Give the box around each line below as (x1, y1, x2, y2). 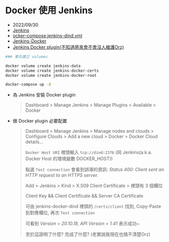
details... (25, 139, 44, 145)
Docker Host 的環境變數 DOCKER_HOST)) (25, 156, 113, 162)
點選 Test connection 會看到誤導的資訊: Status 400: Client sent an (25, 166, 164, 173)
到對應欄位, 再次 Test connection (25, 209, 95, 216)
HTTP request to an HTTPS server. (25, 172, 98, 178)
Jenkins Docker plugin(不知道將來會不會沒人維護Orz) (12, 44, 124, 50)
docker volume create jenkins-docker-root (5, 73, 97, 78)
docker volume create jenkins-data (5, 63, 81, 69)
